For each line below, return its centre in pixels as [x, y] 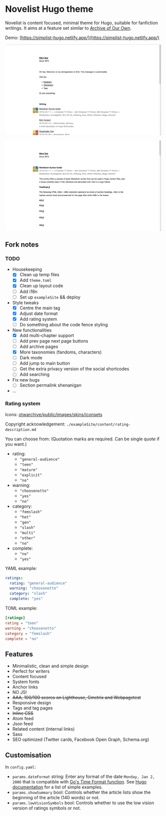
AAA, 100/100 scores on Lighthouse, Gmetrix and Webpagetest [77, 697]
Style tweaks [25, 302]
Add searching [35, 375]
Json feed [22, 724]
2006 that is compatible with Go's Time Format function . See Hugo [79, 782]
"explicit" [31, 475]
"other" [27, 538]
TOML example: [21, 608]
